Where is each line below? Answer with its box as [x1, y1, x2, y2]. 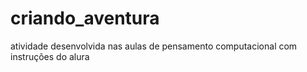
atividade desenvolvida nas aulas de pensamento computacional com [10, 40, 298, 52]
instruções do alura [10, 50, 90, 62]
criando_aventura [10, 7, 160, 30]
